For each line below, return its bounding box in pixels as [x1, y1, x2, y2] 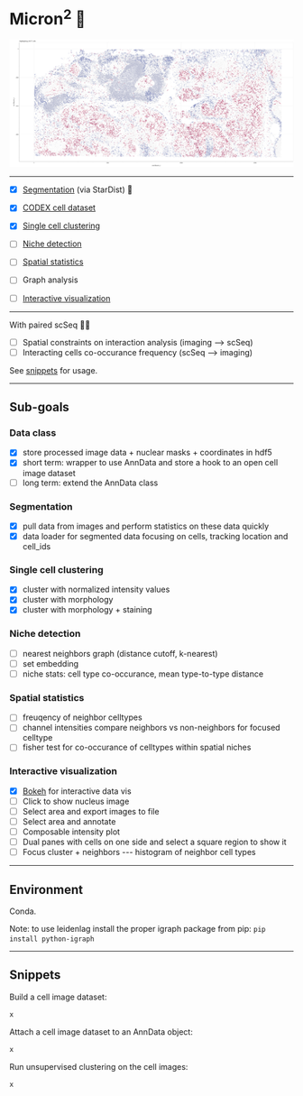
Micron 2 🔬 [9, 5, 87, 30]
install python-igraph [9, 935, 95, 944]
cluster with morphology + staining [22, 604, 152, 615]
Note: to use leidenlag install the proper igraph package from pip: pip [9, 924, 266, 935]
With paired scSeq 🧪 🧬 [9, 319, 91, 330]
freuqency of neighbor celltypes [22, 712, 142, 723]
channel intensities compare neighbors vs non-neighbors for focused [22, 723, 281, 733]
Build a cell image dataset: [9, 991, 107, 1002]
